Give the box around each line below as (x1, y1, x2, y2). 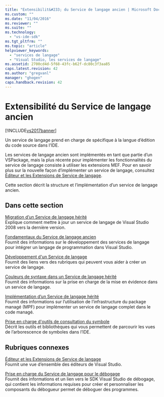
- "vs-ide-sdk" (9, 35, 41, 40)
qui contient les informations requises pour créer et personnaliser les (5, 381, 144, 387)
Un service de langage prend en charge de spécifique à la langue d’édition (5, 137, 155, 143)
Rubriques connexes (5, 343, 69, 352)
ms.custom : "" (5, 12, 34, 17)
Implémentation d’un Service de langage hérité (5, 294, 99, 300)
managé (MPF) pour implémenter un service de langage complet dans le (5, 304, 151, 310)
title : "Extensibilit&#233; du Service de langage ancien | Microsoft (5, 7, 152, 12)
